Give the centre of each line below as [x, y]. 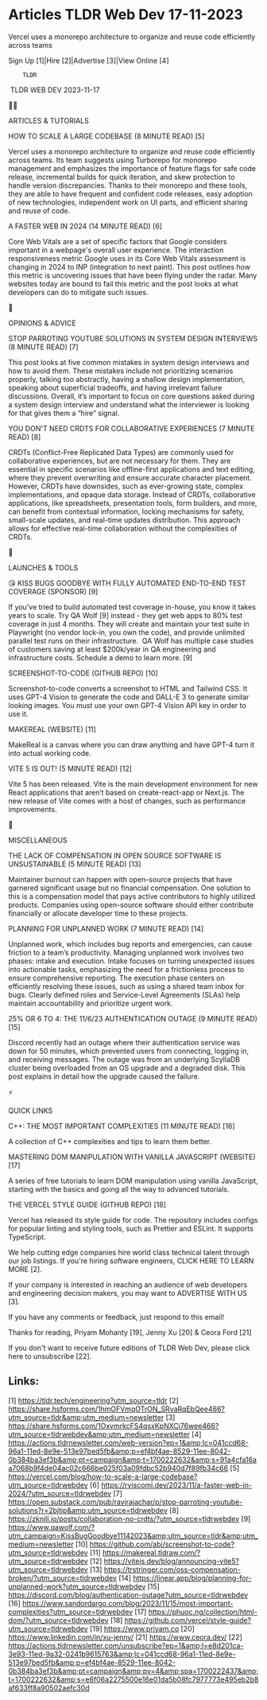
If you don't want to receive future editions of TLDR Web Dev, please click [129, 1348]
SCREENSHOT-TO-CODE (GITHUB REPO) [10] [83, 673]
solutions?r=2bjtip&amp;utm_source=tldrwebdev [88, 1510]
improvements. [33, 809]
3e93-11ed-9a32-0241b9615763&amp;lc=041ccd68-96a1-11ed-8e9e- [122, 1654]
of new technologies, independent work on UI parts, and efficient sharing [128, 202]
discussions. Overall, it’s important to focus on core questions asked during [132, 396]
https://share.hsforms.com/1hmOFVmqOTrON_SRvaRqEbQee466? [116, 1409]
